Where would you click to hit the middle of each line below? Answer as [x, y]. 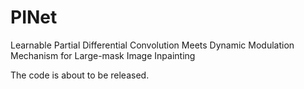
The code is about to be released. [80, 75]
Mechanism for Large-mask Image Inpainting [103, 55]
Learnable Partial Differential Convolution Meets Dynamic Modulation [152, 45]
